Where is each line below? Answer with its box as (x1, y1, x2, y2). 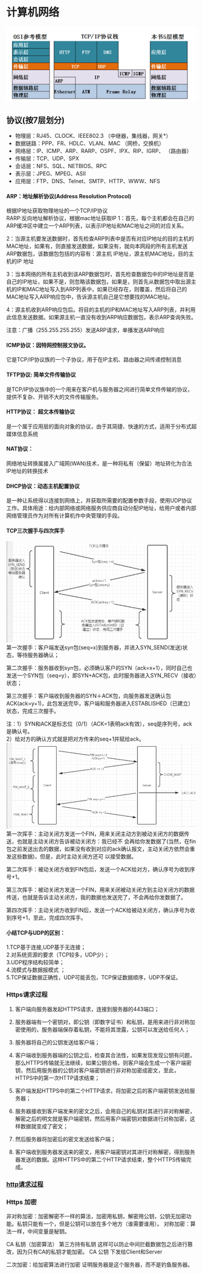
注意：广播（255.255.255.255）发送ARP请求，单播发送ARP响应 (6, 327, 165, 334)
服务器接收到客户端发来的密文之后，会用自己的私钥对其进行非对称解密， (14, 1107, 195, 1114)
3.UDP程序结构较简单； (6, 959, 65, 966)
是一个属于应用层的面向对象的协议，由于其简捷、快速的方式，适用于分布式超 (6, 423, 197, 430)
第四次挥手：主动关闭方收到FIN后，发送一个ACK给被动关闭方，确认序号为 (6, 906, 190, 914)
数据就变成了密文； (20, 1122, 68, 1129)
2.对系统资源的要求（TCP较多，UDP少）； (6, 951, 110, 958)
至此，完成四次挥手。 (33, 914, 86, 921)
